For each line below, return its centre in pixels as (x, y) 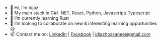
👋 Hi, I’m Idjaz (24, 8)
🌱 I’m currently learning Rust (39, 18)
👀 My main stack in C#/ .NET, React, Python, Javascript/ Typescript (80, 13)
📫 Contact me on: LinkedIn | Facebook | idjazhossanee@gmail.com (80, 34)
